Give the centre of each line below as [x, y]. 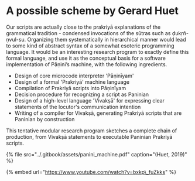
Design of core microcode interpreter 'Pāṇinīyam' [74, 76]
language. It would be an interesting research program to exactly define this [97, 52]
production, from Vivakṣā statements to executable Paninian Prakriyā [89, 136]
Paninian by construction [45, 119]
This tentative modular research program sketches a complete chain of [92, 131]
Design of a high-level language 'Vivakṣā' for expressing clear [90, 100]
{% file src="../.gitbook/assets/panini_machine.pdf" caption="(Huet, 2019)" [97, 154]
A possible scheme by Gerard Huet [92, 11]
